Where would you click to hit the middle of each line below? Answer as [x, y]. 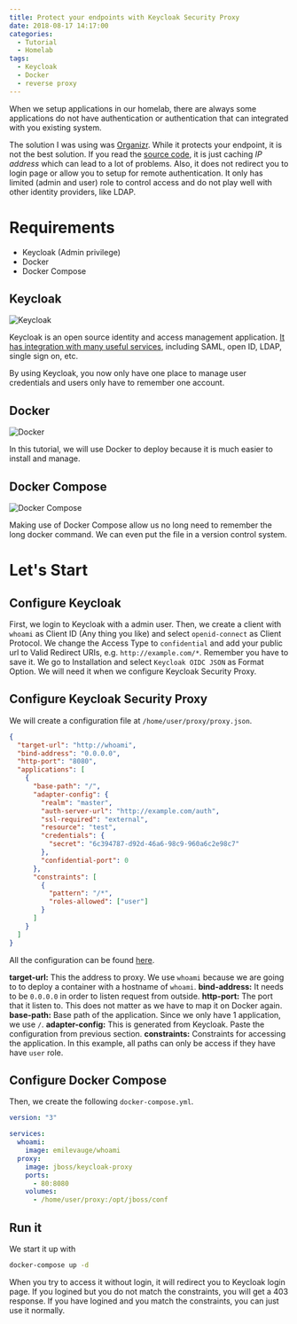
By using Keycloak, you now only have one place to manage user [128, 373]
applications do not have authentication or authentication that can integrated [149, 118]
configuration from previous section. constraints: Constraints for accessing [148, 1033]
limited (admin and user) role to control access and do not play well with [141, 182]
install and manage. [45, 458]
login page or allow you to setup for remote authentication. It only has [136, 173]
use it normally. [37, 1310]
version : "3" [33, 1118]
